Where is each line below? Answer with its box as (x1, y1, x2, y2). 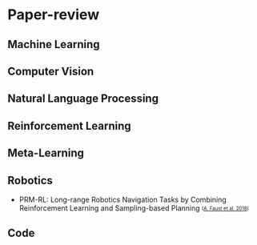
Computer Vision (7, 64, 94, 78)
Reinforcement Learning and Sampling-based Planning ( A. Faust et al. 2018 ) (18, 203, 250, 213)
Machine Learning (7, 38, 101, 51)
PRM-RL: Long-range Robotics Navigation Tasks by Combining (18, 195, 227, 204)
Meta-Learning (7, 147, 85, 160)
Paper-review (7, 6, 100, 24)
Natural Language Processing (7, 92, 159, 106)
